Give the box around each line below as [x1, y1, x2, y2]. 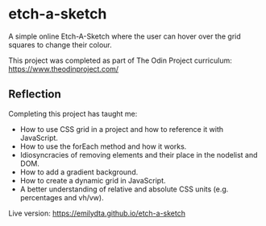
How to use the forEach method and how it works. [19, 142, 187, 151]
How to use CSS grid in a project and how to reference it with [19, 124, 224, 134]
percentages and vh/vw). [19, 192, 104, 202]
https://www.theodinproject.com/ [8, 64, 119, 73]
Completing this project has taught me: [8, 109, 138, 118]
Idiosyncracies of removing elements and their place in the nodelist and [19, 150, 258, 159]
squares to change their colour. [8, 39, 113, 49]
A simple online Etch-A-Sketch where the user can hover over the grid [8, 31, 242, 41]
